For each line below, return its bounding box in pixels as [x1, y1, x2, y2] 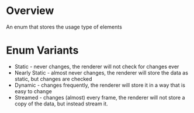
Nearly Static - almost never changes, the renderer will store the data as [14, 69, 189, 76]
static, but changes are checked [14, 75, 92, 82]
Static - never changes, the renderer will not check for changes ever [14, 63, 179, 70]
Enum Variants [6, 44, 79, 57]
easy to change [14, 87, 53, 94]
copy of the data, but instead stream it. [14, 100, 108, 107]
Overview [6, 4, 54, 17]
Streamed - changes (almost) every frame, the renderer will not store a [14, 94, 185, 101]
